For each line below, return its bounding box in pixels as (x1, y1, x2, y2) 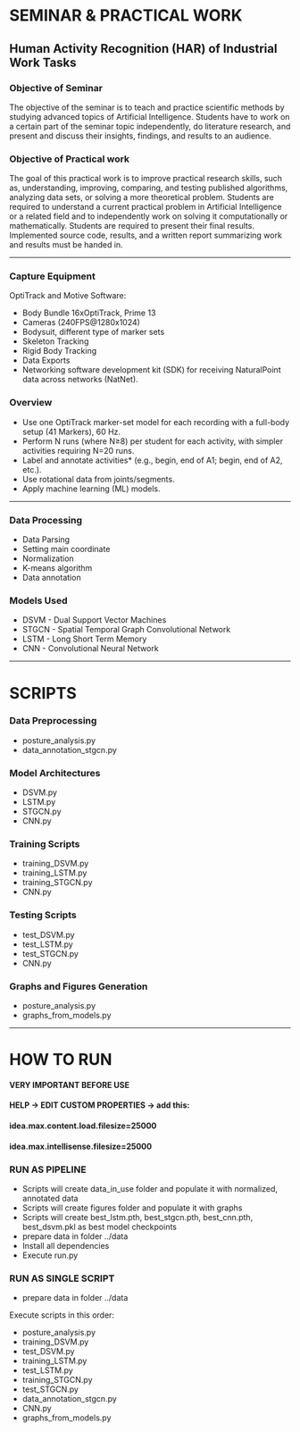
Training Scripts (9, 838, 80, 850)
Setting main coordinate (21, 544, 111, 555)
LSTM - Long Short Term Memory (21, 633, 147, 644)
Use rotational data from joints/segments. (21, 473, 176, 484)
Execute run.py (21, 1250, 79, 1260)
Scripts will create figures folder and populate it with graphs (21, 1202, 243, 1213)
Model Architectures (9, 766, 101, 779)
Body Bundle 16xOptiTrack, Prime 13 (21, 307, 156, 318)
